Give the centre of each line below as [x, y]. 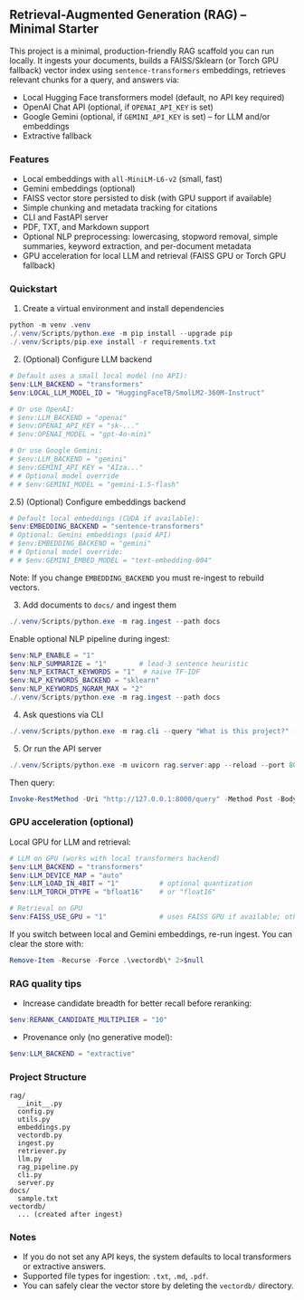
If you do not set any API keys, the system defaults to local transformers [157, 1257]
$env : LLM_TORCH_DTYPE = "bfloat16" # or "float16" [113, 892]
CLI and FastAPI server [65, 217]
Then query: [33, 782]
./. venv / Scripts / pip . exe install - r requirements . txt [113, 342]
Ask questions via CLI [63, 714]
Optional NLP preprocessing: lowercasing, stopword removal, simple [150, 237]
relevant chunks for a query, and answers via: [94, 80]
